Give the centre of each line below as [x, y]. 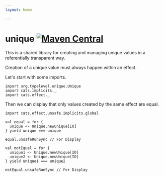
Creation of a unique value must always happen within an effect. [71, 67]
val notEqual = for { [28, 148]
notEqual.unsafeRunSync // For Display [46, 170]
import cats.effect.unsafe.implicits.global [52, 113]
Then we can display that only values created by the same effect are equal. [82, 104]
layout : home [19, 10]
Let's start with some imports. [36, 77]
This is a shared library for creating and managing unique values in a [75, 52]
